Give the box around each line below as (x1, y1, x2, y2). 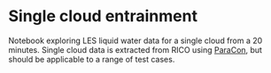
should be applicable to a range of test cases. (8, 54, 175, 64)
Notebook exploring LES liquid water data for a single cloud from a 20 (8, 35, 263, 46)
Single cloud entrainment (8, 6, 198, 26)
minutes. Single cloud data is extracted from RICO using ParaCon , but (8, 44, 263, 55)
